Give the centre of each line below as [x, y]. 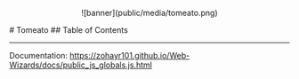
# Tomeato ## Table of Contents [69, 30]
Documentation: [39, 55]
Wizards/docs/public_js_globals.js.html [81, 65]
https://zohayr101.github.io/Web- [130, 55]
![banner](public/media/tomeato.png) [149, 13]
